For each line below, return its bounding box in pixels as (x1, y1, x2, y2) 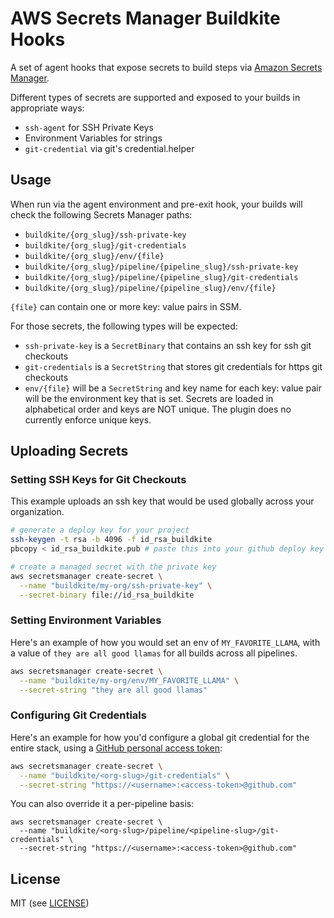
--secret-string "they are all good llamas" (19, 685, 208, 695)
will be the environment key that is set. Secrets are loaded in (24, 392, 274, 404)
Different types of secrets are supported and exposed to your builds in (10, 91, 301, 103)
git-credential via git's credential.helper (24, 142, 195, 154)
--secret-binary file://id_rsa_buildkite (19, 590, 195, 600)
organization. (10, 506, 65, 518)
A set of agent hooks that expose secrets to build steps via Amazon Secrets (10, 61, 323, 73)
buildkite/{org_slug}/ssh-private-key (24, 230, 187, 240)
